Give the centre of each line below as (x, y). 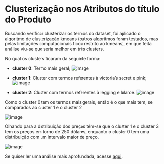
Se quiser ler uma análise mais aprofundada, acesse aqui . (64, 156)
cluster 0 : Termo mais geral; (41, 68)
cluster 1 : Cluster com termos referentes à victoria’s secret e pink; (79, 78)
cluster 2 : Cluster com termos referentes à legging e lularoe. (74, 92)
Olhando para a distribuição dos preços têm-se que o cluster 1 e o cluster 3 (82, 126)
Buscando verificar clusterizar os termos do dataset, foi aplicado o (73, 33)
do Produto (28, 20)
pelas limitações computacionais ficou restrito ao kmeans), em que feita (78, 43)
